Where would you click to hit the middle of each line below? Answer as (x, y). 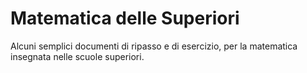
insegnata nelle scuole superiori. (77, 56)
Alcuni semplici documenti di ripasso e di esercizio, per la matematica (154, 46)
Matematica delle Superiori (125, 18)
